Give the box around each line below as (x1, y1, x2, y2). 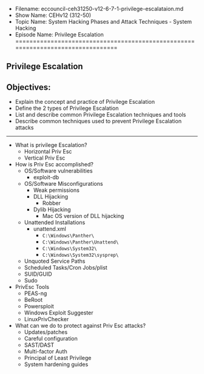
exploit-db (33, 174, 59, 181)
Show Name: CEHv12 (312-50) (15, 12, 92, 19)
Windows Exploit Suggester (24, 309, 93, 316)
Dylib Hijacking (33, 206, 71, 213)
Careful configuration (24, 335, 78, 342)
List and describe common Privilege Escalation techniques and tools (15, 111, 186, 118)
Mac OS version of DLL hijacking (42, 212, 124, 220)
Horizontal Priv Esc (24, 148, 72, 155)
